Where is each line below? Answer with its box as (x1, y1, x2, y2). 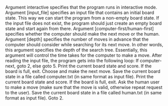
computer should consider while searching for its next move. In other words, (5, 42, 163, 47)
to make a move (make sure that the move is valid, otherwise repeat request (5, 84, 162, 90)
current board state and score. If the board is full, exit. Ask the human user (5, 79, 160, 85)
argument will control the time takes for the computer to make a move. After (5, 52, 162, 58)
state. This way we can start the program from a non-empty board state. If (5, 15, 159, 21)
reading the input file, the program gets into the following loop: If (5, 58, 139, 63)
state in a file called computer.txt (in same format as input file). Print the (5, 74, 154, 79)
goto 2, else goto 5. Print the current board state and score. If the (17, 63, 152, 69)
